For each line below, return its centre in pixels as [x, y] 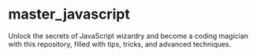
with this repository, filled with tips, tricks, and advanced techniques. [120, 44]
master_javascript [69, 14]
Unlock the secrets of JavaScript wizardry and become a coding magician [128, 36]
